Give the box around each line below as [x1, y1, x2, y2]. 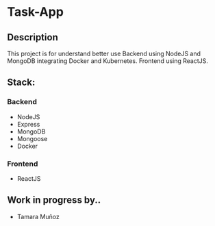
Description [7, 32, 58, 43]
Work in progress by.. [7, 194, 101, 206]
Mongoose [16, 134, 48, 142]
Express [16, 120, 40, 128]
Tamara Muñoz [16, 212, 60, 221]
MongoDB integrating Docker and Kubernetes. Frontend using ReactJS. [7, 57, 209, 65]
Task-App [7, 4, 64, 20]
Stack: [7, 77, 36, 88]
